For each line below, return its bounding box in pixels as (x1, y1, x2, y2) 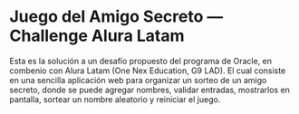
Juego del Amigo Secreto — (9, 6, 224, 27)
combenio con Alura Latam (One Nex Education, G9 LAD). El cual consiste (9, 65, 286, 76)
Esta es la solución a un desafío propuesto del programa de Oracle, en (9, 55, 273, 66)
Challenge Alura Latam (9, 25, 185, 46)
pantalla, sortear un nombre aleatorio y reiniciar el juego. (9, 93, 221, 105)
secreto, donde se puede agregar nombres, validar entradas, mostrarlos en (9, 84, 290, 95)
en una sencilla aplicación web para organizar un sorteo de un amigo (9, 74, 267, 85)
